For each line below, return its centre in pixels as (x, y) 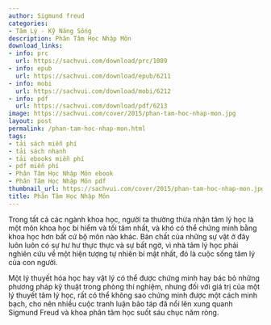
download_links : (35, 46)
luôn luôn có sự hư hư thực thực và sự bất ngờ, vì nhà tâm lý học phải (123, 245)
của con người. (33, 262)
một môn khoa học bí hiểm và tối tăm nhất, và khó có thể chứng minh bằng (133, 228)
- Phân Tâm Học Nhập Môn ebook (61, 174)
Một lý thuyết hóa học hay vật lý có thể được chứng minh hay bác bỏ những (134, 278)
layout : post (30, 121)
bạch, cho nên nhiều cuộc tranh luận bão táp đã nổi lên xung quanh (121, 303)
